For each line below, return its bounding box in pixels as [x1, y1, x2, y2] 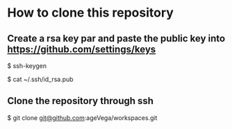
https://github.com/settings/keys [7, 43, 156, 55]
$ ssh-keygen [7, 62, 47, 70]
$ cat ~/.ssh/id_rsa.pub [7, 75, 74, 83]
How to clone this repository [7, 5, 174, 21]
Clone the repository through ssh [7, 95, 154, 107]
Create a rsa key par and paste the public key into [7, 33, 226, 44]
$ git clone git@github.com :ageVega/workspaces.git [7, 113, 158, 122]
